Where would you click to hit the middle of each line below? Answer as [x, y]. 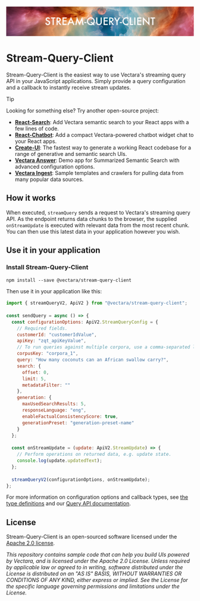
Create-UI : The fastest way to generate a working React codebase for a [103, 148]
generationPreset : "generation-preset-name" [78, 423]
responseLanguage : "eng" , [54, 410]
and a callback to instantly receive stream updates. [68, 87]
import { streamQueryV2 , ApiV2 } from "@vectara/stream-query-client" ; [97, 303]
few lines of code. [37, 128]
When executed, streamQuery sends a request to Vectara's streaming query [98, 212]
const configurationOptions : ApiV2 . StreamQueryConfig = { [85, 322]
